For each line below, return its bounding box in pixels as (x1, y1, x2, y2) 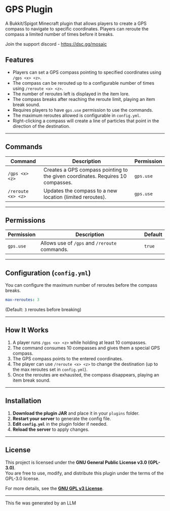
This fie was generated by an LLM (5, 500, 76, 506)
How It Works (5, 326, 49, 334)
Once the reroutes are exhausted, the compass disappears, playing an (12, 371, 159, 378)
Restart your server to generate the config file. (12, 415, 111, 422)
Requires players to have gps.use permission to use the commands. (12, 107, 153, 113)
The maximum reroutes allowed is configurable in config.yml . (12, 112, 141, 118)
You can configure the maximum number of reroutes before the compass (5, 282, 158, 288)
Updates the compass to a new (44, 187, 117, 194)
